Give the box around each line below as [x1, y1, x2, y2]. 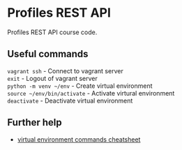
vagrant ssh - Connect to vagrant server [7, 66, 123, 75]
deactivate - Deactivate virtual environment [7, 96, 133, 105]
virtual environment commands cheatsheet [17, 135, 141, 144]
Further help [7, 117, 63, 128]
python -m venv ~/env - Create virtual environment [7, 82, 153, 90]
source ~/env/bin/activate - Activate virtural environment [7, 89, 175, 97]
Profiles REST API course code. [7, 28, 98, 36]
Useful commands [7, 48, 89, 60]
